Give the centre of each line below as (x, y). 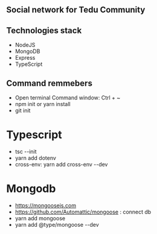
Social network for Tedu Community (76, 10)
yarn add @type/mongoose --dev (57, 224)
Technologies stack (44, 30)
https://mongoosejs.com (46, 205)
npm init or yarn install (43, 104)
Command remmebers (49, 83)
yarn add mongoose (40, 218)
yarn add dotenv (35, 158)
